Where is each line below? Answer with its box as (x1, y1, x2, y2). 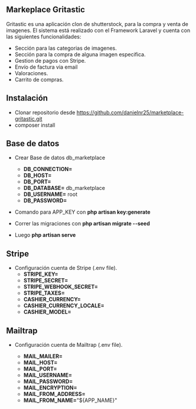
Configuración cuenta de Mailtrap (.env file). (14, 342, 123, 349)
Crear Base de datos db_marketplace (14, 154, 105, 162)
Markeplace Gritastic (6, 5, 86, 15)
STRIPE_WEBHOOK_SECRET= (23, 284, 99, 291)
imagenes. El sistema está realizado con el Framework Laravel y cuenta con (6, 27, 191, 34)
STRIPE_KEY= (23, 270, 58, 278)
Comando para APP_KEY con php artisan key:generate (14, 208, 151, 215)
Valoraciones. (14, 69, 48, 76)
